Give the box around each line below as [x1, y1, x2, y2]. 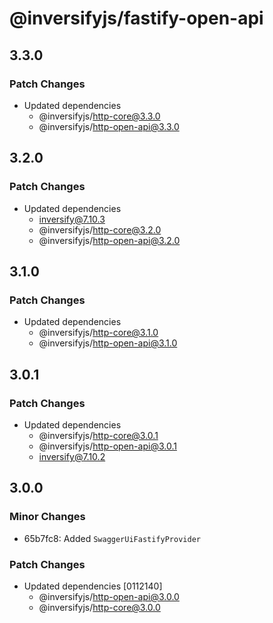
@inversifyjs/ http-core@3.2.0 [38, 223, 162, 236]
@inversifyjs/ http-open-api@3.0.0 [38, 590, 180, 602]
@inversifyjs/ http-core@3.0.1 [38, 429, 159, 441]
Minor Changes [9, 510, 86, 524]
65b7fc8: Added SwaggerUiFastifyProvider [23, 532, 201, 544]
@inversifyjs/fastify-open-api [9, 7, 264, 30]
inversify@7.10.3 [38, 213, 106, 225]
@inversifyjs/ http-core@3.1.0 [38, 327, 159, 339]
